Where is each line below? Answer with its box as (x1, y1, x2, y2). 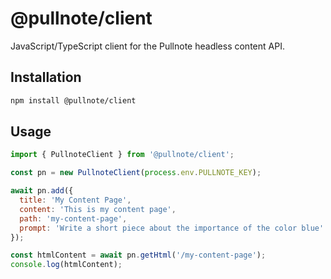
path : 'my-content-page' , (19, 213, 128, 224)
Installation (10, 69, 82, 86)
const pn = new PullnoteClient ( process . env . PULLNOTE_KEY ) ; (10, 168, 262, 178)
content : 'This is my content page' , (19, 204, 177, 214)
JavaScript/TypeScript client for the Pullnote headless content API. (10, 40, 285, 52)
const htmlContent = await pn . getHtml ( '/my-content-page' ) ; (10, 250, 267, 261)
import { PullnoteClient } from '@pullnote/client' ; (10, 150, 235, 160)
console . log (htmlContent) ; (10, 260, 123, 270)
